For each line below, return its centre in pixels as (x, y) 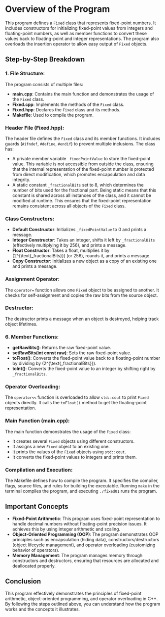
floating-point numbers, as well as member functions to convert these (76, 33)
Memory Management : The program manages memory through (77, 555)
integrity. (21, 180)
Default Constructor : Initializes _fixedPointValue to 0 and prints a (79, 230)
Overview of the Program (58, 9)
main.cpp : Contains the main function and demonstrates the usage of (83, 94)
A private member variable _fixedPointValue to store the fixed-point (81, 158)
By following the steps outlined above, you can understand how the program (83, 604)
